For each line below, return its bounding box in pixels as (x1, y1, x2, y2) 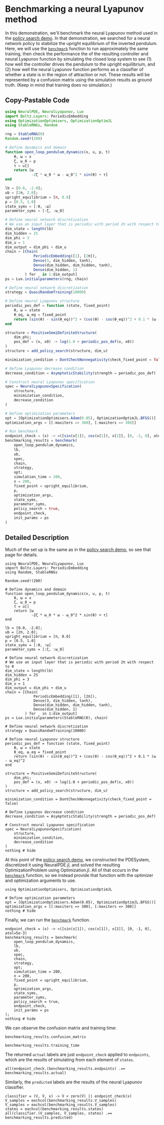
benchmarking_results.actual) (5, 1070, 67, 1075)
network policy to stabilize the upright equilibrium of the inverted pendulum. (5, 40, 158, 46)
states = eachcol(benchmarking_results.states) (5, 1106, 104, 1111)
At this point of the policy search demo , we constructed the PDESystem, (5, 856, 150, 862)
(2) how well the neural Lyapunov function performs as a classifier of (5, 66, 144, 72)
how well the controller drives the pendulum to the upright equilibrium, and (5, 61, 155, 67)
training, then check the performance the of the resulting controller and (5, 50, 149, 57)
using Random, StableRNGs (5, 570, 58, 574)
